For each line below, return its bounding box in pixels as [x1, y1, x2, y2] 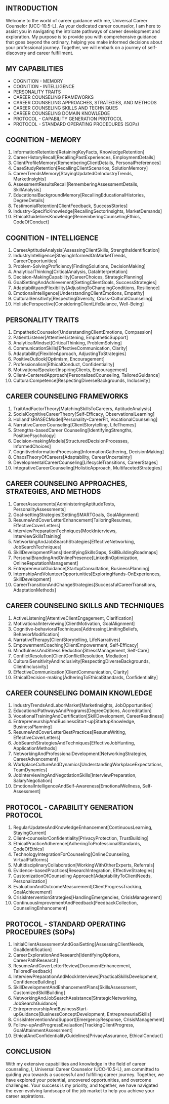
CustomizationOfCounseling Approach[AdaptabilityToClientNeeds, [13, 873, 152, 879]
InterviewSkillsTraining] [13, 533, 62, 539]
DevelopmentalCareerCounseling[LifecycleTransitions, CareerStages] [13, 459, 158, 465]
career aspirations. [6, 1093, 45, 1099]
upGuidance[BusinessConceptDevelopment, [13, 1011, 106, 1017]
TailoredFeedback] [13, 968, 53, 974]
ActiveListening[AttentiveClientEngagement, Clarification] [13, 615, 134, 621]
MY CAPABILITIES [6, 64, 64, 73]
